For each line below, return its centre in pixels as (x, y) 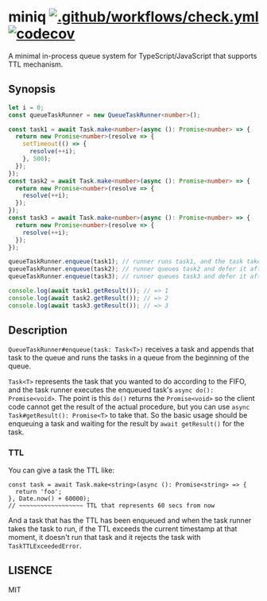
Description (38, 331)
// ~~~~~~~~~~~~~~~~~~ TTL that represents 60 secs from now (112, 505)
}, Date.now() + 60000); (49, 499)
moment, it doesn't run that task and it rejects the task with (104, 537)
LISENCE (31, 570)
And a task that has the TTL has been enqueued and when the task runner (130, 520)
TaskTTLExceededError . (45, 545)
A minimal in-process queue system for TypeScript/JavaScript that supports (133, 56)
